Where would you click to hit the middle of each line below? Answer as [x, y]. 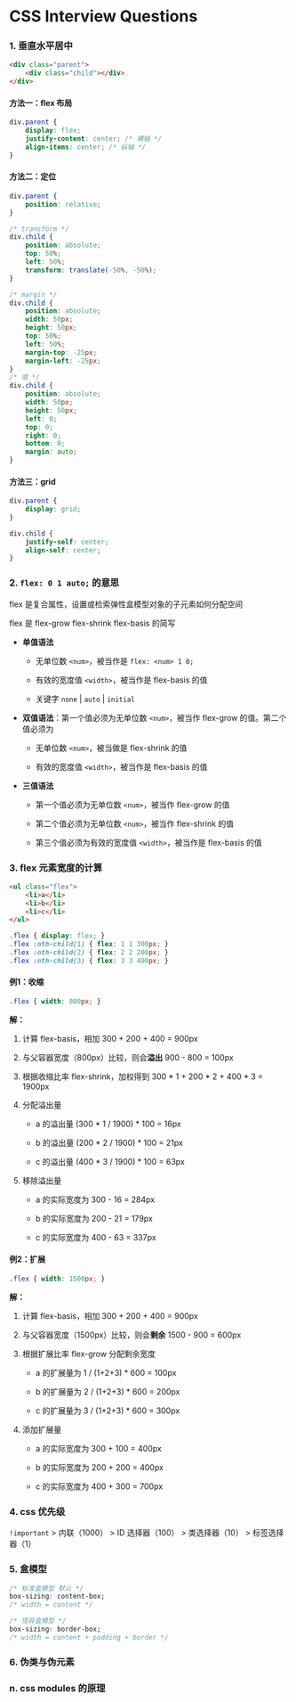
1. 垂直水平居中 [41, 46]
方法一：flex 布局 [41, 102]
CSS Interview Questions [104, 16]
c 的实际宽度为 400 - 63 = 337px [96, 1237]
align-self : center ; [63, 550]
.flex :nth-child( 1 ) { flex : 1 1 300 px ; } [89, 945]
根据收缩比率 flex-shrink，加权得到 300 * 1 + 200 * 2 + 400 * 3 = [143, 1076]
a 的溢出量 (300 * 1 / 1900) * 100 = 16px [108, 1124]
